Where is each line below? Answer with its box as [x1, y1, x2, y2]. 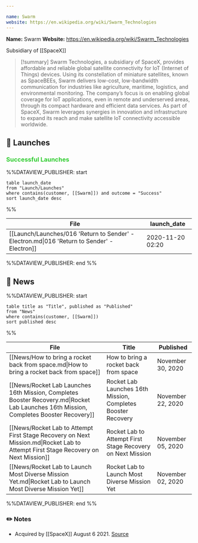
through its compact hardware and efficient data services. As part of [20, 102, 187, 109]
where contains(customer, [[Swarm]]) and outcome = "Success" [6, 191, 162, 196]
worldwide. [20, 121, 48, 128]
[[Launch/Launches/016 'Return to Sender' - [9, 230, 134, 238]
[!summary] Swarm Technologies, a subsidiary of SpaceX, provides [20, 58, 184, 65]
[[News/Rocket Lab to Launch [9, 463, 92, 471]
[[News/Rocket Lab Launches [9, 381, 91, 389]
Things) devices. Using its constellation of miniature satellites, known [20, 71, 189, 78]
